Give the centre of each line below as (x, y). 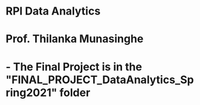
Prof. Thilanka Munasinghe (75, 39)
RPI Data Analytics (53, 11)
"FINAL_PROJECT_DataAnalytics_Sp (100, 80)
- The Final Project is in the (74, 66)
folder (75, 93)
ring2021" (31, 93)
